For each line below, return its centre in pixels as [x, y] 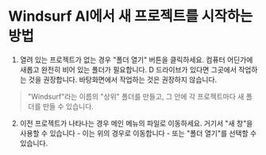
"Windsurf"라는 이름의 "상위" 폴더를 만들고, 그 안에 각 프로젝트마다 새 [136, 96]
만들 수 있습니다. [68, 106]
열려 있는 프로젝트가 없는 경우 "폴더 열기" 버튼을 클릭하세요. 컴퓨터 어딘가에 [136, 60]
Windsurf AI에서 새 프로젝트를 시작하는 [131, 16]
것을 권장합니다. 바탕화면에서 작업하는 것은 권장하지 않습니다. [123, 79]
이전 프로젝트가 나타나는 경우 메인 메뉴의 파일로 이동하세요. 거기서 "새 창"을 [136, 123]
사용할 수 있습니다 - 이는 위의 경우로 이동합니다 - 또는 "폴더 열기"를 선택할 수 [138, 133]
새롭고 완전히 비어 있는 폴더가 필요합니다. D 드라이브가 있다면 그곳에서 [128, 69]
